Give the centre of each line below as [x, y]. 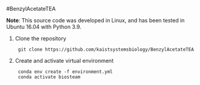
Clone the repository [40, 38]
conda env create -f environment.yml [65, 72]
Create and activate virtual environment [64, 61]
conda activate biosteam [49, 77]
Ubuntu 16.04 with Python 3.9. [44, 27]
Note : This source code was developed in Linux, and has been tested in [95, 20]
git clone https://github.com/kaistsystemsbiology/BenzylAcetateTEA [106, 49]
